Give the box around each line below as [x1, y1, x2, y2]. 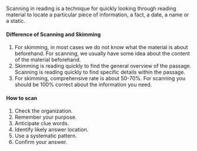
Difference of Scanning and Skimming [6, 30, 101, 37]
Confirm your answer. [14, 139, 68, 146]
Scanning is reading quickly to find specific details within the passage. [14, 68, 186, 75]
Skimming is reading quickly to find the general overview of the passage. [14, 63, 192, 70]
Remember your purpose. [14, 114, 77, 121]
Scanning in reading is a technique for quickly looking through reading [6, 5, 176, 12]
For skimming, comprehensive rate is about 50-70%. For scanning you [14, 75, 186, 82]
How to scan [6, 94, 38, 101]
